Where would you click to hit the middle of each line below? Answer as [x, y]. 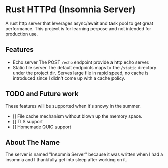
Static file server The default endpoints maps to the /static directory [85, 67]
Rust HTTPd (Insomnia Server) [70, 9]
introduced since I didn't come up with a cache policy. [69, 78]
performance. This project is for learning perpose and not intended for [78, 28]
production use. [22, 34]
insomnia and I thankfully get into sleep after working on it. [66, 160]
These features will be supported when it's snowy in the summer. [73, 106]
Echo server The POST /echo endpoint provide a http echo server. [81, 62]
